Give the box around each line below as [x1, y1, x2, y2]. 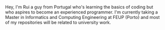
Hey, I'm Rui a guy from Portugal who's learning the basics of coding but [5, 4, 154, 10]
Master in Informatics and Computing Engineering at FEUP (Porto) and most [5, 15, 160, 20]
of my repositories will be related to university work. [5, 19, 111, 25]
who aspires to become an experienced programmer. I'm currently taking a [5, 9, 158, 15]
